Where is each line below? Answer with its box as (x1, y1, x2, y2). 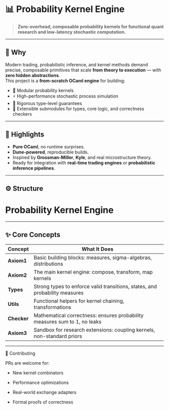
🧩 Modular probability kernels (12, 87, 74, 93)
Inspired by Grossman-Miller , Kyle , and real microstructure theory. (12, 154, 152, 160)
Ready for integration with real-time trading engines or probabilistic (12, 159, 155, 166)
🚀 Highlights (5, 130, 44, 139)
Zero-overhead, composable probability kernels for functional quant (17, 23, 164, 30)
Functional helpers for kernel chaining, (33, 297, 125, 304)
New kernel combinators (12, 370, 64, 376)
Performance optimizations (12, 379, 69, 385)
